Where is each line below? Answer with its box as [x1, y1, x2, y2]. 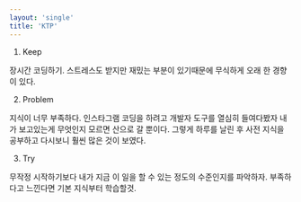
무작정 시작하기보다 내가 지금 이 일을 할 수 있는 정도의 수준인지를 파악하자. [9, 171, 268, 182]
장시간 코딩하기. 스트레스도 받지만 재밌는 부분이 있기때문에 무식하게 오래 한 [9, 65, 271, 75]
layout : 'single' [9, 13, 75, 22]
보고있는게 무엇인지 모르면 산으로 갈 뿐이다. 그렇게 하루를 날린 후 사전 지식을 [18, 123, 285, 135]
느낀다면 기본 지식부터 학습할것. [25, 182, 137, 193]
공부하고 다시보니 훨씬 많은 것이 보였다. [9, 135, 146, 145]
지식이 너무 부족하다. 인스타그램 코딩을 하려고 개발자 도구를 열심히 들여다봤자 [9, 112, 279, 123]
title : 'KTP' [9, 22, 58, 31]
